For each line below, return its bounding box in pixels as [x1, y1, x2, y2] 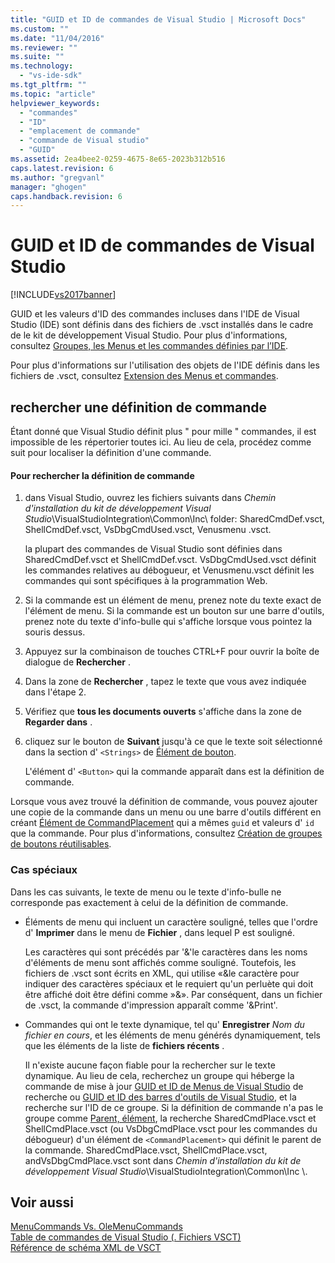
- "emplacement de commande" [19, 126, 141, 136]
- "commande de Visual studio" [19, 136, 150, 146]
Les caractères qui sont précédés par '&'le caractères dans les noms [24, 946, 308, 958]
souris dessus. [24, 626, 86, 638]
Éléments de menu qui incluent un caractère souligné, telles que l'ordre [24, 916, 318, 928]
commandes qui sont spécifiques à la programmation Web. [24, 575, 268, 587]
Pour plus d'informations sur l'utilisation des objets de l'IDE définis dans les [10, 359, 320, 371]
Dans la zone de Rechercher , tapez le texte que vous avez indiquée [24, 676, 307, 688]
